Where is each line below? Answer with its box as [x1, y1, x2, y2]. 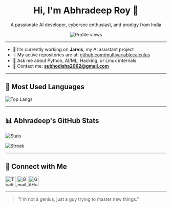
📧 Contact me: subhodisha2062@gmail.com [12, 63, 109, 69]
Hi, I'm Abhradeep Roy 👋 [33, 5, 139, 16]
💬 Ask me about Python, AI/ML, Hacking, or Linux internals [12, 57, 137, 64]
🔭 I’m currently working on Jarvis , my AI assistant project [12, 46, 134, 52]
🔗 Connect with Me [5, 162, 68, 171]
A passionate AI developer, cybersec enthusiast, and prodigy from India [10, 22, 162, 28]
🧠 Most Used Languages [5, 82, 84, 91]
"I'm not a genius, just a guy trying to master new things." [17, 196, 139, 202]
